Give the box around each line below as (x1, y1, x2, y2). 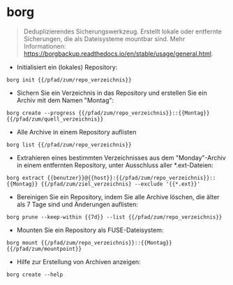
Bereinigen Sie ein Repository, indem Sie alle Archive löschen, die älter (16, 192, 220, 201)
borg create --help (6, 271, 63, 278)
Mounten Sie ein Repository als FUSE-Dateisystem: (16, 226, 164, 234)
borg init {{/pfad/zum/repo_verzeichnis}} (6, 76, 132, 84)
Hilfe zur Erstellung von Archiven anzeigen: (16, 257, 141, 265)
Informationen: (23, 42, 66, 50)
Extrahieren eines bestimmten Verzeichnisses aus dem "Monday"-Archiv (16, 153, 226, 162)
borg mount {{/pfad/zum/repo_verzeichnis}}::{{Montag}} (6, 239, 172, 246)
